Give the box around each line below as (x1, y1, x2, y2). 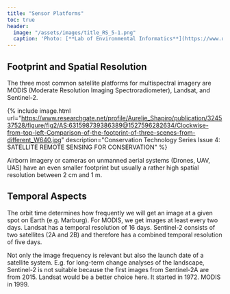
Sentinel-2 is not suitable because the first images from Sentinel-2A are (7, 265, 209, 273)
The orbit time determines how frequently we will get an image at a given (7, 209, 214, 217)
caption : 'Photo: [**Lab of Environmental (13, 36, 136, 42)
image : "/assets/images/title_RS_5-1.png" (13, 29, 136, 36)
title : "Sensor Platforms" (7, 10, 84, 17)
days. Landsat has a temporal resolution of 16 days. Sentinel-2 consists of (7, 223, 216, 231)
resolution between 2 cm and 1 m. (7, 170, 103, 178)
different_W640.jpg (7, 135, 62, 144)
